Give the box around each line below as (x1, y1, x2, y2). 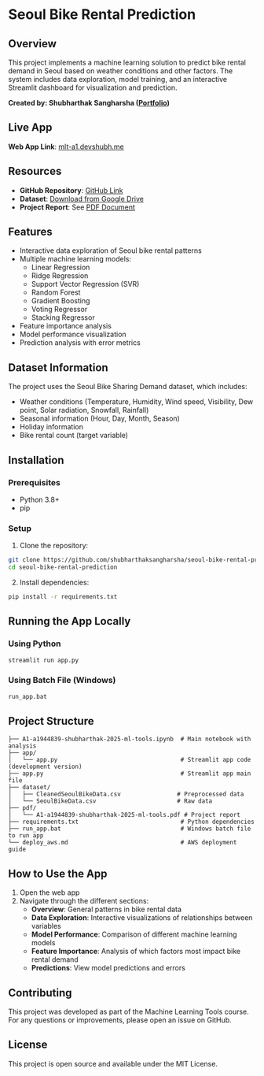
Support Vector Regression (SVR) (31, 280, 140, 289)
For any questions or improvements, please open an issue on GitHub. (8, 1015, 232, 1025)
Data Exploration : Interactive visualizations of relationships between (31, 913, 253, 922)
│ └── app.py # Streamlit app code (8, 756, 251, 764)
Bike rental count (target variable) (19, 431, 128, 440)
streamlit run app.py (8, 656, 79, 664)
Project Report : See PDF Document (19, 202, 136, 212)
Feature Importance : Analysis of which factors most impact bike (31, 947, 241, 956)
